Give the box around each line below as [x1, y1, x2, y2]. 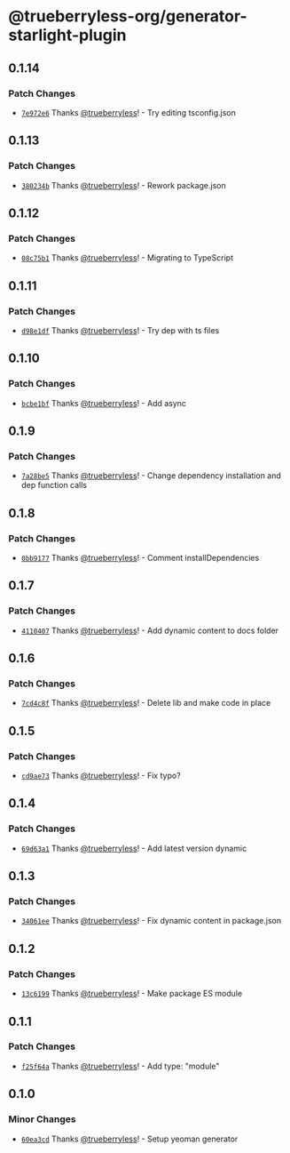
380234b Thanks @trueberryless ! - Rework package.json [20, 180, 227, 190]
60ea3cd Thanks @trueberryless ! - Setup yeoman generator [20, 1133, 239, 1144]
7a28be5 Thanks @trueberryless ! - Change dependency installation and [20, 470, 281, 481]
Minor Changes [8, 1113, 76, 1125]
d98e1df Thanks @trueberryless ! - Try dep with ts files [20, 324, 220, 335]
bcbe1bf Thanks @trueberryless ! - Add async [20, 397, 187, 408]
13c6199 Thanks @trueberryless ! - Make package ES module [20, 989, 243, 999]
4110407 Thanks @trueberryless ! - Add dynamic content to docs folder [20, 625, 279, 636]
